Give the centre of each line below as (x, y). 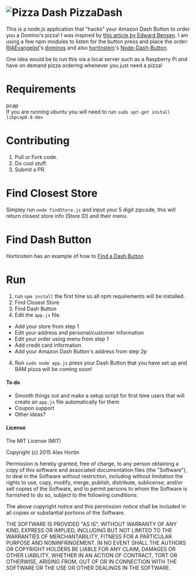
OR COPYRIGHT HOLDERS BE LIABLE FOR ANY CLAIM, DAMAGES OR (91, 549)
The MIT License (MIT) (34, 441)
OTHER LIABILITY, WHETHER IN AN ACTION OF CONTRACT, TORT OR (92, 555)
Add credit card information (48, 345)
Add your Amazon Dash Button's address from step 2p (81, 351)
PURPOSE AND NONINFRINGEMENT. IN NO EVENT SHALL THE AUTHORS (96, 543)
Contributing (38, 141)
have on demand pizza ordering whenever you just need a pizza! (84, 65)
